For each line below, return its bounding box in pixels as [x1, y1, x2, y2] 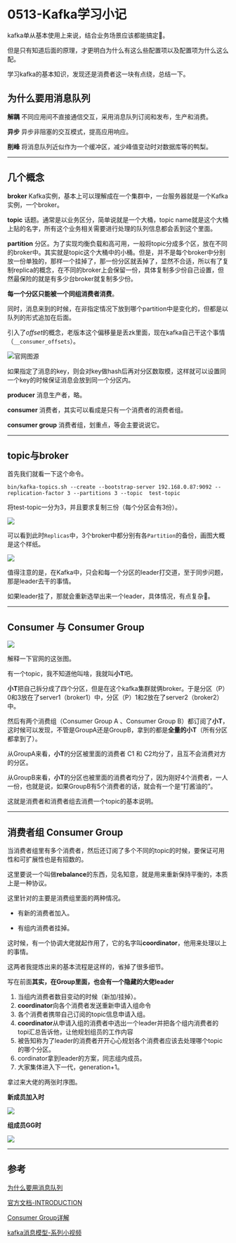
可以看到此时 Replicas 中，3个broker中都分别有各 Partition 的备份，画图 [7, 531, 213, 539]
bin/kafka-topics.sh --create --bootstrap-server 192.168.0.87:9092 [7, 484, 212, 491]
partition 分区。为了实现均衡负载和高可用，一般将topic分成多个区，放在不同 [7, 239, 228, 247]
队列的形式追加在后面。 [7, 313, 75, 321]
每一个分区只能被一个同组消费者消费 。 [7, 289, 118, 298]
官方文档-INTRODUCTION [7, 1198, 83, 1206]
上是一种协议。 [7, 879, 51, 887]
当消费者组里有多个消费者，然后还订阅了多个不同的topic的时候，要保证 [7, 847, 213, 854]
